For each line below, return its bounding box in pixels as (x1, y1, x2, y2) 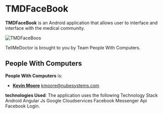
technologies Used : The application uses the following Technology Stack (5, 92, 158, 98)
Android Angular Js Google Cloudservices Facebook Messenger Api (5, 97, 147, 103)
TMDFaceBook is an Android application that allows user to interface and (5, 20, 158, 26)
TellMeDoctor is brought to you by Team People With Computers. (5, 44, 141, 50)
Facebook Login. (5, 103, 40, 109)
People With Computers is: (5, 73, 63, 79)
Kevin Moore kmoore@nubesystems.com (12, 82, 99, 88)
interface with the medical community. (5, 25, 85, 31)
